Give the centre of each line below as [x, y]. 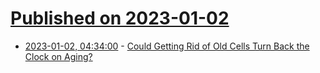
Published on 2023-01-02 [120, 18]
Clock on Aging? [58, 56]
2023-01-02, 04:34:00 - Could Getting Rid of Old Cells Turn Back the [167, 46]
